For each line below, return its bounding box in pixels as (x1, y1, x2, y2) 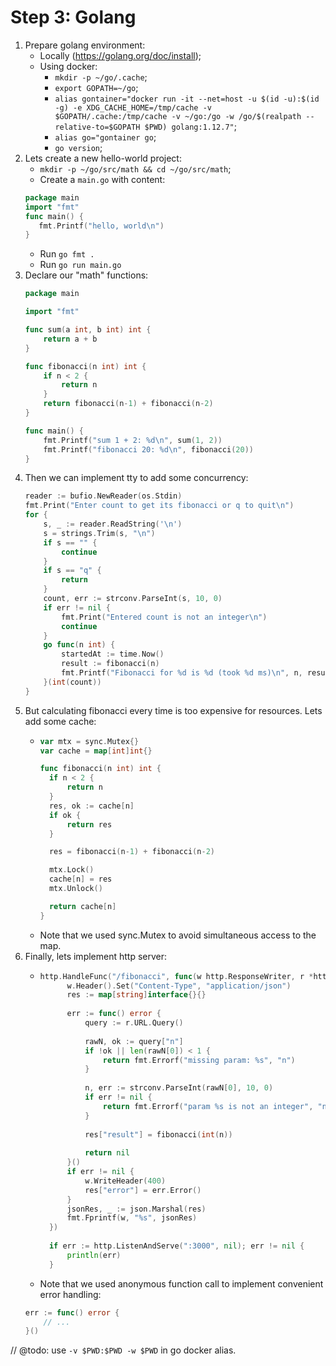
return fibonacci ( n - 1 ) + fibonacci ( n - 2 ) (43, 399, 214, 409)
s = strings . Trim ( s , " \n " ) (43, 528, 156, 538)
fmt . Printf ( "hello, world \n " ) (38, 221, 165, 231)
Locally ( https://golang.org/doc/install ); (39, 49, 202, 61)
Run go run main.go (39, 259, 122, 271)
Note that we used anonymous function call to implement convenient (39, 1277, 324, 1290)
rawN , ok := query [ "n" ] (84, 1036, 184, 1046)
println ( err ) (66, 1250, 122, 1260)
